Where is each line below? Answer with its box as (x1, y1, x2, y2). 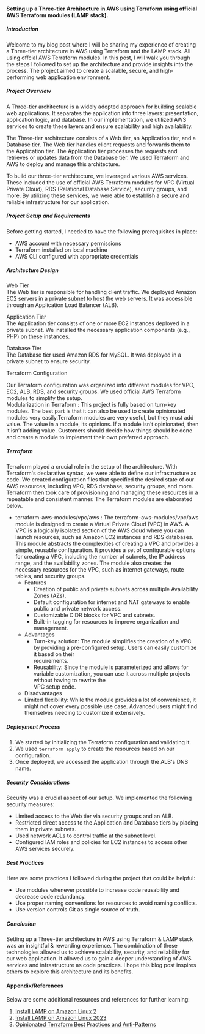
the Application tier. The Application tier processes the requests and (6, 147, 178, 154)
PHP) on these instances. (6, 333, 70, 340)
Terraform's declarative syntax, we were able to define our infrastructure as (6, 469, 197, 477)
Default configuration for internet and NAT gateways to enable (33, 598, 190, 606)
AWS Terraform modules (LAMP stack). (6, 11, 109, 18)
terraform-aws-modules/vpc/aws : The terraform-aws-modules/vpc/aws (15, 514, 199, 521)
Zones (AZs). (33, 592, 67, 600)
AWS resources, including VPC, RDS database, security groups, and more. (6, 483, 193, 490)
